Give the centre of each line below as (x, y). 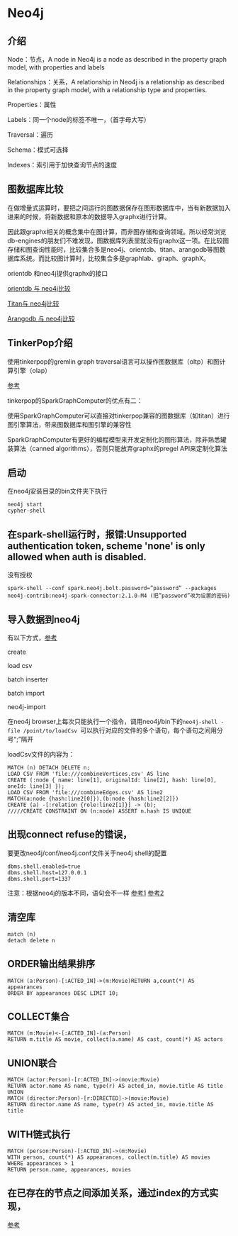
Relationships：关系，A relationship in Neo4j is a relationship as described (116, 82)
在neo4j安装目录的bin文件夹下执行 (57, 491)
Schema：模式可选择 (38, 150)
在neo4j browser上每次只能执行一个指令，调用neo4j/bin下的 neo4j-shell (113, 722)
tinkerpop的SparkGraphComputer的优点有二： (75, 400)
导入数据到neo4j (44, 619)
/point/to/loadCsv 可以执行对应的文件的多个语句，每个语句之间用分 (123, 730)
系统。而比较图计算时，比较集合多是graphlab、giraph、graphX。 (115, 258)
